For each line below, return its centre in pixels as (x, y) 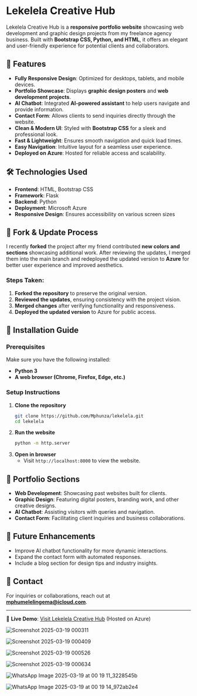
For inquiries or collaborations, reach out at (58, 595)
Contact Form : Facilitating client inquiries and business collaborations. (100, 518)
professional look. (36, 134)
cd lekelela (29, 421)
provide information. (39, 109)
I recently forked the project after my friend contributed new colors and (93, 247)
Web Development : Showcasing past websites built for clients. (91, 493)
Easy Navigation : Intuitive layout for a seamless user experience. (93, 146)
